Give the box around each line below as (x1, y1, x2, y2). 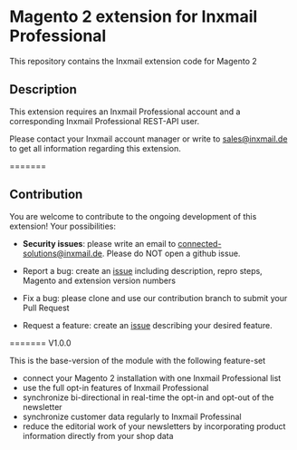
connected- (177, 238, 222, 249)
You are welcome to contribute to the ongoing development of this (9, 210, 257, 221)
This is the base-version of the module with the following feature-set (9, 355, 266, 366)
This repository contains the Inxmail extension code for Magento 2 (9, 55, 258, 66)
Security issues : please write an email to (22, 238, 177, 249)
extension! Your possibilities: (9, 220, 116, 231)
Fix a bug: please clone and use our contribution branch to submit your (22, 292, 288, 303)
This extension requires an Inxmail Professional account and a (9, 106, 241, 117)
